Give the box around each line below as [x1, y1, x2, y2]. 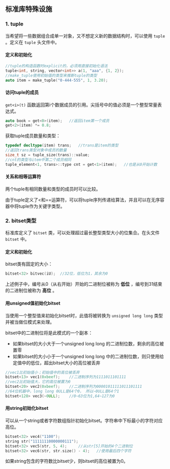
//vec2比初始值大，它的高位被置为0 [5, 379, 71, 384]
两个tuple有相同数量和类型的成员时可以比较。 [5, 186, 101, 192]
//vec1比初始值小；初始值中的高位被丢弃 [5, 369, 80, 375]
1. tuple [5, 20, 24, 28]
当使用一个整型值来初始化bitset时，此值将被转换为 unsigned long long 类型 [5, 312, 163, 318]
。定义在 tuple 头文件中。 [5, 39, 60, 45]
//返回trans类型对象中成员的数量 [5, 147, 67, 153]
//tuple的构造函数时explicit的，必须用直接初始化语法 [5, 63, 108, 68]
